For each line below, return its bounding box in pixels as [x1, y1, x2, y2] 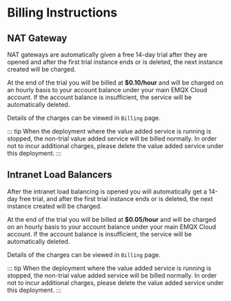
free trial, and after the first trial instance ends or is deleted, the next [19, 194, 214, 203]
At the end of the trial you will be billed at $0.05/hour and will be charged [7, 215, 217, 223]
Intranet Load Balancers [7, 169, 112, 180]
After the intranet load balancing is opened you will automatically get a [7, 187, 208, 196]
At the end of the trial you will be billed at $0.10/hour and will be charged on [7, 79, 224, 87]
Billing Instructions [7, 5, 118, 21]
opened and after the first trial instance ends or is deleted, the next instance [7, 58, 223, 66]
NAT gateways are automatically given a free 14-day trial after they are [7, 50, 208, 59]
